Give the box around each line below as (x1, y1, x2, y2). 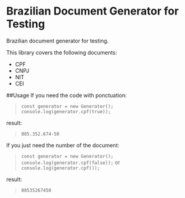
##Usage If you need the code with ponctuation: (6, 91, 127, 99)
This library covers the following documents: (6, 48, 117, 56)
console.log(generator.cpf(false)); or (21, 159, 120, 166)
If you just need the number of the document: (6, 141, 120, 149)
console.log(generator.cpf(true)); (21, 108, 111, 114)
